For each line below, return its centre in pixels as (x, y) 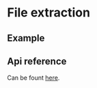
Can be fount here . (33, 78)
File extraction (49, 13)
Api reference (37, 61)
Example (26, 38)
